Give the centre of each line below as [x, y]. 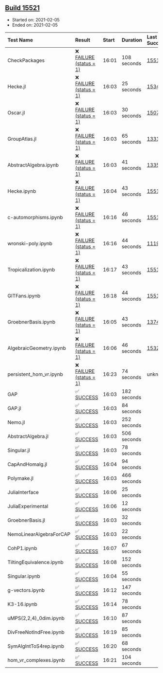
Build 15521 [23, 8]
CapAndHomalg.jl [27, 464]
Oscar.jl [16, 112]
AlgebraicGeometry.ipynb [37, 348]
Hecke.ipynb [22, 191]
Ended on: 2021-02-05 [35, 25]
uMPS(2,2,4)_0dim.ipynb [36, 618]
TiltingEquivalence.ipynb [36, 562]
